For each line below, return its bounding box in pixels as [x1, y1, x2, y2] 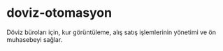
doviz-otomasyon [6, 5, 113, 21]
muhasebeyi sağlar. [6, 35, 63, 43]
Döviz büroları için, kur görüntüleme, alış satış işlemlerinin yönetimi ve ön [6, 28, 216, 36]
